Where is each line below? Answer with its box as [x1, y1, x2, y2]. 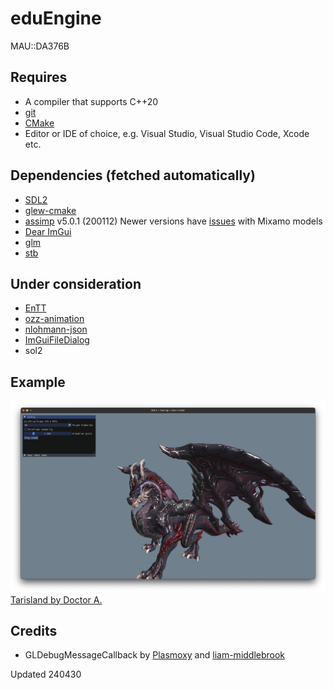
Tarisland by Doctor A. [10, 593, 103, 606]
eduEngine [10, 7, 102, 30]
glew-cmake [24, 204, 77, 216]
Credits [10, 623, 58, 640]
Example [10, 373, 66, 391]
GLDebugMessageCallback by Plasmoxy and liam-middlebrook [24, 649, 286, 661]
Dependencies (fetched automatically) [10, 167, 256, 184]
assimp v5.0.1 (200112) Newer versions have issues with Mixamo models [24, 215, 323, 227]
